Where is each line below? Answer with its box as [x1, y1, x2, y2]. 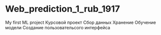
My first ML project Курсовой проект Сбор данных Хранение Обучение [5, 19, 156, 25]
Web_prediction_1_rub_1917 [5, 3, 121, 15]
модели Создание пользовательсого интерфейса [5, 24, 111, 30]
